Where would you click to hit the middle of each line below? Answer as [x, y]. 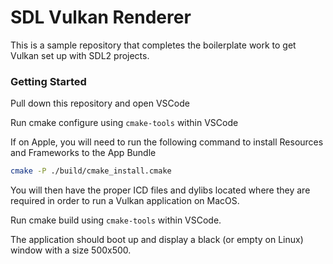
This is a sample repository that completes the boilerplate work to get [153, 45]
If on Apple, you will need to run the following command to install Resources [167, 142]
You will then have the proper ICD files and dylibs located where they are [160, 190]
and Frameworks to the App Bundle [83, 153]
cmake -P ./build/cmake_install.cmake [91, 171]
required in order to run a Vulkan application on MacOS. [125, 201]
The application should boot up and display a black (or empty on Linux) [157, 240]
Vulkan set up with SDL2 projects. [80, 55]
